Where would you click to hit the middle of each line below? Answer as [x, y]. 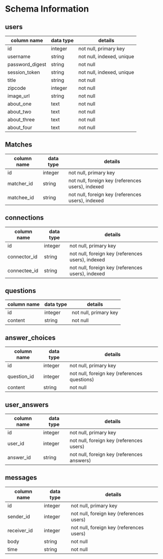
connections [24, 218]
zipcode [17, 88]
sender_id [19, 516]
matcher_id [20, 183]
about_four [20, 127]
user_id [16, 444]
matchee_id [21, 197]
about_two [19, 112]
